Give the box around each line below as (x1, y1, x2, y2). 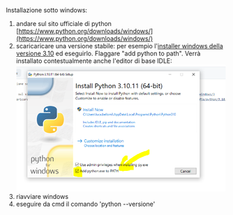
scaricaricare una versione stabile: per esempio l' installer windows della (15, 42, 223, 50)
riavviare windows (15, 193, 69, 201)
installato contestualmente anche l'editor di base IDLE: (15, 57, 173, 65)
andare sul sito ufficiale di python (15, 20, 112, 27)
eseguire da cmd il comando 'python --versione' (15, 200, 156, 209)
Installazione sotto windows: (6, 6, 88, 14)
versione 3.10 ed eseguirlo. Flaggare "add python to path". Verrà (15, 49, 201, 57)
